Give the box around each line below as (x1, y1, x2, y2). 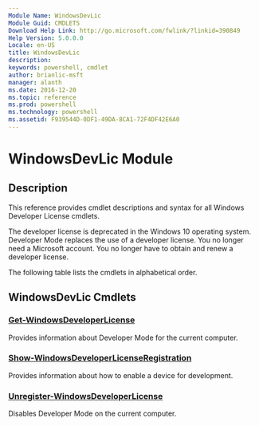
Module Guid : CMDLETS (8, 19, 80, 27)
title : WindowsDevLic (8, 49, 80, 57)
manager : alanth (8, 78, 62, 86)
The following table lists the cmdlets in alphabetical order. (8, 267, 198, 277)
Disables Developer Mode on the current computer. (8, 408, 177, 419)
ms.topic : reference (8, 93, 77, 101)
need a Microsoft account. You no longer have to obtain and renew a (8, 243, 233, 253)
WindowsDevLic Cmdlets (8, 290, 137, 304)
